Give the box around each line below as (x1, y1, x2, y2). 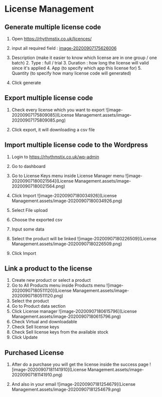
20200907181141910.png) (11, 372, 63, 378)
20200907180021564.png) (11, 183, 65, 189)
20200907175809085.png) (11, 117, 66, 123)
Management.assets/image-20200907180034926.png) (11, 198, 123, 204)
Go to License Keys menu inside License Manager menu (11, 172, 125, 179)
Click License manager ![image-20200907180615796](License (11, 309, 137, 314)
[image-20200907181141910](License (11, 367, 87, 373)
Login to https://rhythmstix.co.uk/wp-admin (11, 154, 99, 160)
